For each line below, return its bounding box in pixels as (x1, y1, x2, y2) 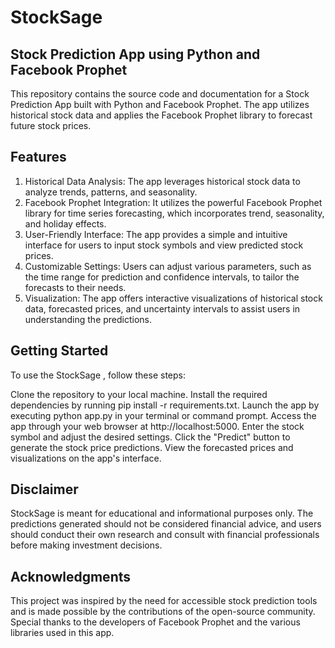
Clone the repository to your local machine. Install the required (10, 388, 268, 400)
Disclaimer (10, 481, 79, 498)
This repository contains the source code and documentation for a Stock (10, 88, 310, 100)
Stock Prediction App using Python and (10, 46, 261, 63)
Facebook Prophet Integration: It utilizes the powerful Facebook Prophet (24, 196, 323, 208)
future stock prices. (10, 120, 92, 131)
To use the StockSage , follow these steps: (10, 369, 186, 381)
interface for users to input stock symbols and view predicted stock (24, 239, 304, 251)
